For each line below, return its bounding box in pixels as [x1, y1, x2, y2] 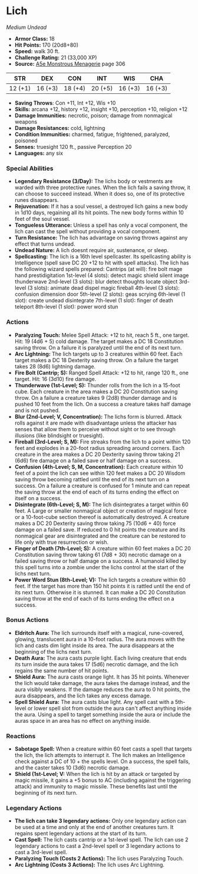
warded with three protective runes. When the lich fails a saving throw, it [14, 184, 190, 191]
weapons [14, 118, 37, 125]
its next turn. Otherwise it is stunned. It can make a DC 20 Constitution [14, 589, 186, 596]
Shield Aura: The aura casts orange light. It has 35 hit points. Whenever [14, 673, 190, 680]
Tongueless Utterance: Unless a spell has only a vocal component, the [14, 221, 188, 229]
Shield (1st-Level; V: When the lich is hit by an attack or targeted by [14, 771, 180, 778]
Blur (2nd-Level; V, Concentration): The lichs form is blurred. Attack [14, 413, 182, 420]
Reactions [6, 732, 36, 740]
